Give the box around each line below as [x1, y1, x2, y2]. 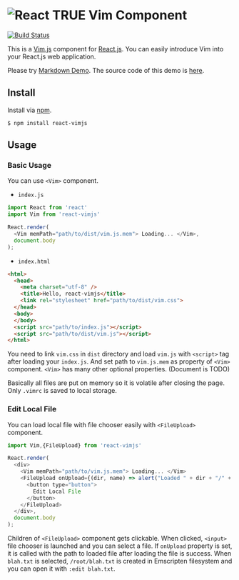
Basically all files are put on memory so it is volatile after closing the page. [7, 379, 225, 387]
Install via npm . [7, 106, 52, 114]
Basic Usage [7, 161, 52, 171]
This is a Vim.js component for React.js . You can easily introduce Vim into [7, 44, 224, 53]
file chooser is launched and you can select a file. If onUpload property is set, [7, 541, 233, 550]
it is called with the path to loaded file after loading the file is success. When [7, 549, 232, 558]
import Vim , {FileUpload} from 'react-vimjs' [7, 441, 142, 449]
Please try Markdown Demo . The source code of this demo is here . [7, 66, 205, 74]
